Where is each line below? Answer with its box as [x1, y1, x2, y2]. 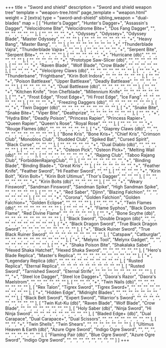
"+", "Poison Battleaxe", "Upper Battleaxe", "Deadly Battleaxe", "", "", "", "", [5, 78, 158, 84]
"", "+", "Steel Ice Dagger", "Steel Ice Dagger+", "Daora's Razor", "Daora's [5, 273, 156, 279]
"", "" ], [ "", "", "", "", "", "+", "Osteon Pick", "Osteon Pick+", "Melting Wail [5, 147, 155, 153]
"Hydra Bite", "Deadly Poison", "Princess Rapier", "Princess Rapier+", [5, 115, 146, 121]
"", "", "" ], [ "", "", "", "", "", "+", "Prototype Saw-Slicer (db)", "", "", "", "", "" [5, 57, 158, 63]
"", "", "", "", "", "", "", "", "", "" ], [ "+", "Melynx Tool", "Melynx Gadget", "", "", [5, 237, 161, 243]
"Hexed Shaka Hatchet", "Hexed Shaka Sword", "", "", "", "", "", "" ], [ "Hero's [5, 247, 162, 253]
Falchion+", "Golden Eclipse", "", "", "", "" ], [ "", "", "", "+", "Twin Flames [5, 200, 152, 205]
